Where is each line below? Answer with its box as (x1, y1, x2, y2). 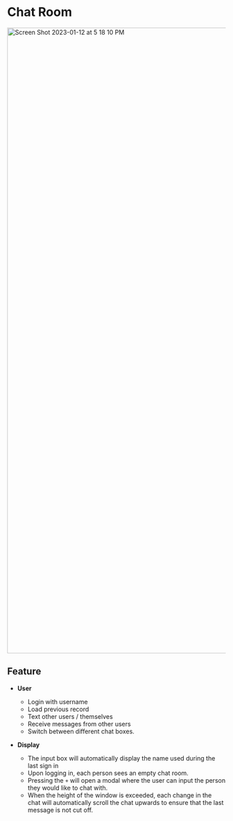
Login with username (27, 697, 88, 706)
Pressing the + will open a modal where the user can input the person (27, 776, 226, 784)
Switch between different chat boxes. (27, 727, 135, 735)
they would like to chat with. (27, 783, 108, 792)
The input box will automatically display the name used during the (27, 754, 216, 762)
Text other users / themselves (27, 712, 113, 720)
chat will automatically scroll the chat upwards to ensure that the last (27, 798, 224, 806)
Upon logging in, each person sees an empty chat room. (27, 769, 189, 777)
